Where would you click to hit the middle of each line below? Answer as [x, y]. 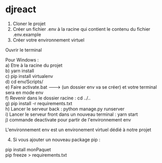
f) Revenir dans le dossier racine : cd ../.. [48, 98]
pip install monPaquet [28, 149]
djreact [21, 9]
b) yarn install [20, 71]
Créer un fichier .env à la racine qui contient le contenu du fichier [82, 29]
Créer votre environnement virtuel [48, 40]
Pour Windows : [22, 59]
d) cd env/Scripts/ [24, 81]
